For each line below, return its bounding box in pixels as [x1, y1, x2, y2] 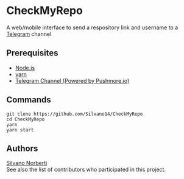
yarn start [6, 127, 34, 133]
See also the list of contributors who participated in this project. [6, 166, 166, 174]
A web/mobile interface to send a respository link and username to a [6, 24, 179, 31]
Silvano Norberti [6, 160, 48, 167]
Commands [6, 95, 52, 105]
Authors [6, 143, 38, 153]
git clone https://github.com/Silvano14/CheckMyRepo [6, 111, 143, 117]
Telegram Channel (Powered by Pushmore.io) [15, 77, 130, 84]
